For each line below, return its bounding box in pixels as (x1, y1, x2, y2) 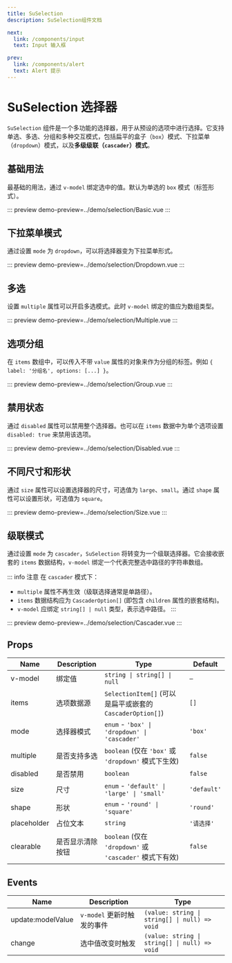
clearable (10, 842, 41, 851)
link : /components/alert (13, 61, 85, 68)
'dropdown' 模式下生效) (104, 757, 180, 766)
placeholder (10, 818, 50, 828)
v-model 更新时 (80, 910, 128, 919)
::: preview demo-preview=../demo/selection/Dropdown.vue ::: (7, 260, 185, 269)
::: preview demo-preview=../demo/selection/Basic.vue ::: (7, 205, 171, 213)
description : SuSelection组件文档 (7, 17, 102, 24)
